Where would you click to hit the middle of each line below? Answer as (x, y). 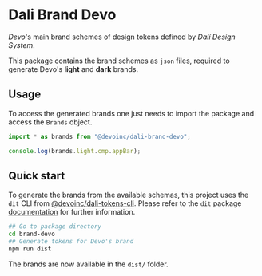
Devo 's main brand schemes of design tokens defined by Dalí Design (122, 37)
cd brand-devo (32, 234)
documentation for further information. (72, 212)
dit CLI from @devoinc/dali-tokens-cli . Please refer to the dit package (125, 203)
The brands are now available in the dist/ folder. (89, 264)
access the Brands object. (50, 122)
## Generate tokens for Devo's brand (71, 242)
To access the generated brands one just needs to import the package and (131, 113)
